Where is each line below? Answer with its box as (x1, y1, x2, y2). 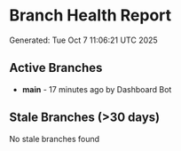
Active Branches (9, 60, 103, 75)
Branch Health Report (9, 5, 172, 26)
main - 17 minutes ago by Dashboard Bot (21, 83, 172, 94)
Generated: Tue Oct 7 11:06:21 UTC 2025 (9, 35, 158, 45)
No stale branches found (9, 133, 100, 144)
